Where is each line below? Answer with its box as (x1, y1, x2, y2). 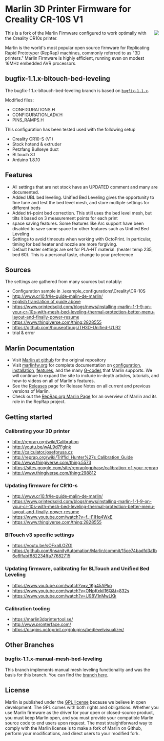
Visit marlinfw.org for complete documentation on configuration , (12, 362, 142, 368)
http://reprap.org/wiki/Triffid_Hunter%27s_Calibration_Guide (12, 454, 133, 460)
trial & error (12, 330, 35, 336)
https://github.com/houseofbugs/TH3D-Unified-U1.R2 (12, 325, 121, 331)
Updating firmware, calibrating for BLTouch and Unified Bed (5, 565, 150, 572)
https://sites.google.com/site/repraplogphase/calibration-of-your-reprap (12, 464, 159, 471)
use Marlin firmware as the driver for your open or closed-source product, (5, 709, 154, 716)
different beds (12, 205, 41, 211)
